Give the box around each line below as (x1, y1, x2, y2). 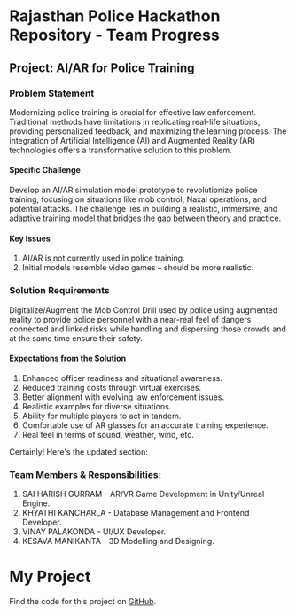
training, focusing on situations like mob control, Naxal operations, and (9, 194, 268, 205)
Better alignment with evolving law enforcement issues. (21, 392, 224, 402)
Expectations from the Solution (9, 353, 127, 364)
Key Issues (9, 233, 51, 244)
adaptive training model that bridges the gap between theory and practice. (9, 213, 282, 223)
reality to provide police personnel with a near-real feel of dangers (9, 314, 252, 324)
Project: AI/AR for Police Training (9, 60, 195, 75)
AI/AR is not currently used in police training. (21, 253, 185, 263)
